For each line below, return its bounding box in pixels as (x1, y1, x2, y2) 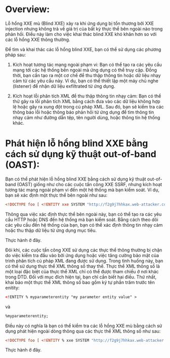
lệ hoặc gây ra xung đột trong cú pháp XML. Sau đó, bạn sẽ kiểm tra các (12, 103, 164, 110)
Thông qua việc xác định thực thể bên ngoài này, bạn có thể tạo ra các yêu (5, 211, 162, 217)
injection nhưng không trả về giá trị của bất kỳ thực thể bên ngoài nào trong (5, 25, 163, 31)
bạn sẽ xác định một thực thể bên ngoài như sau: (5, 192, 108, 198)
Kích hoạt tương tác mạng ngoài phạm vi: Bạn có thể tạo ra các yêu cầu (12, 61, 162, 67)
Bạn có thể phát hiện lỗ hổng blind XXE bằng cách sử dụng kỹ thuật (5, 176, 146, 182)
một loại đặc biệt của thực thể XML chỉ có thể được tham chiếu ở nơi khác (5, 268, 159, 274)
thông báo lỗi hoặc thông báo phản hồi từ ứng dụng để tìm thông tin (12, 109, 154, 115)
